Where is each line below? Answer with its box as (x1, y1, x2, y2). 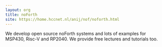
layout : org (5, 7, 31, 13)
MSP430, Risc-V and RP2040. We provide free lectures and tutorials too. (5, 36, 158, 42)
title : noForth (5, 12, 38, 17)
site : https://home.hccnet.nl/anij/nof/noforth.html (5, 17, 120, 22)
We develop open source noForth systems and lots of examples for (5, 31, 146, 37)
